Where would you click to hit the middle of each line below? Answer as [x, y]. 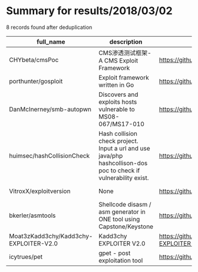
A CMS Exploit [118, 60]
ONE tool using [119, 219]
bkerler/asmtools [32, 215]
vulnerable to [117, 109]
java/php [111, 156]
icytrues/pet [26, 257]
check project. [118, 141]
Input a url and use [124, 148]
